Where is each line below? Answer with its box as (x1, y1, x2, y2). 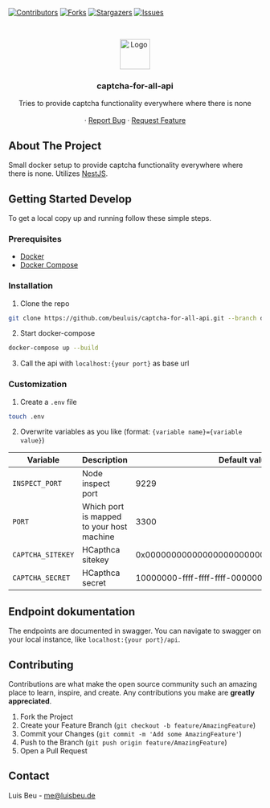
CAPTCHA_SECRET (12, 573, 71, 582)
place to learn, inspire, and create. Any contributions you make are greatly (8, 688, 256, 698)
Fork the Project (19, 712, 74, 722)
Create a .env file (19, 397, 78, 406)
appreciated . (8, 696, 52, 706)
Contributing (8, 658, 74, 671)
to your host (81, 521, 128, 533)
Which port (81, 501, 125, 512)
